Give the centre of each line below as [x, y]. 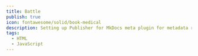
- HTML [19, 38]
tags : [13, 33]
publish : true [24, 17]
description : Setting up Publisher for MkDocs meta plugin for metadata [97, 28]
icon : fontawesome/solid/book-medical [54, 22]
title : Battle [24, 11]
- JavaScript [27, 44]
